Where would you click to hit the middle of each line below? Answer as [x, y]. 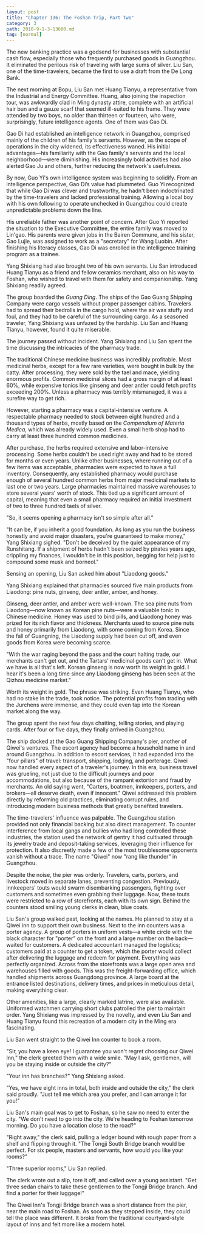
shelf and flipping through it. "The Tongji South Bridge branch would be [96, 1144]
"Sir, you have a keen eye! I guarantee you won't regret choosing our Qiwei [100, 1051]
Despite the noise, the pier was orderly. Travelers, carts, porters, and [92, 875]
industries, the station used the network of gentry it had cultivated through [100, 837]
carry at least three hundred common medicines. [67, 436]
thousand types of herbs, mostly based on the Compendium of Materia [95, 423]
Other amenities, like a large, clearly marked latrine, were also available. [96, 1002]
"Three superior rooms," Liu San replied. [57, 1168]
